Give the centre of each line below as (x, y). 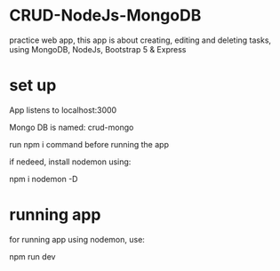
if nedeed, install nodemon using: (70, 162)
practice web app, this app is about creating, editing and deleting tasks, (140, 40)
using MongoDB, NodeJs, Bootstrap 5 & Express (98, 49)
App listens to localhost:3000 (63, 110)
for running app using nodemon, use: (77, 239)
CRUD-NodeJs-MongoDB (105, 16)
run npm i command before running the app (89, 144)
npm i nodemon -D (44, 179)
